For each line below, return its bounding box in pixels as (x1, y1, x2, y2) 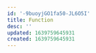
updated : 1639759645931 (7, 29, 75, 36)
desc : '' (7, 23, 32, 30)
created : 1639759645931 (7, 36, 75, 43)
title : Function (7, 17, 53, 23)
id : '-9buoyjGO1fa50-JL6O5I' (7, 10, 91, 17)
